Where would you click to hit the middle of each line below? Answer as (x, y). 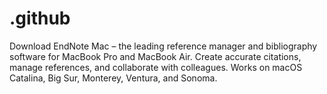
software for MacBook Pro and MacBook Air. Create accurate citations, (155, 56)
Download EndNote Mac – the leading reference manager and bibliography (163, 46)
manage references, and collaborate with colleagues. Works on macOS (156, 67)
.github (40, 18)
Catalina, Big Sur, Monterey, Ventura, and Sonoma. (113, 78)
